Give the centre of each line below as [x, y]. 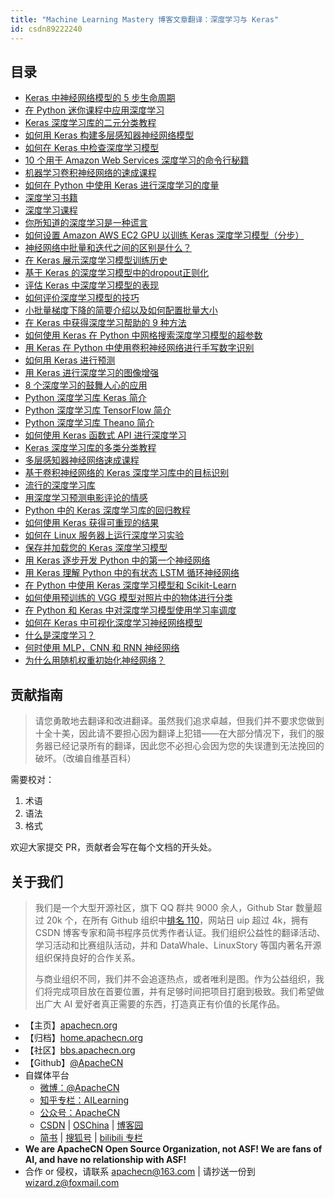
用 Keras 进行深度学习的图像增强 [92, 373]
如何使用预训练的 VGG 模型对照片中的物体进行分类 [128, 598]
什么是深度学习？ [60, 635]
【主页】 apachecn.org [71, 1025]
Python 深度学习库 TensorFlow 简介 [98, 410]
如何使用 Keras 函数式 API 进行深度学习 [105, 435]
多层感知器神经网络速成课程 [82, 460]
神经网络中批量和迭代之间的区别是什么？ [108, 248]
